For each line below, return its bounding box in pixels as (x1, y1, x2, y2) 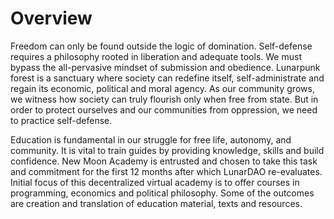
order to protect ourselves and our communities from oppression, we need (10, 103, 318, 116)
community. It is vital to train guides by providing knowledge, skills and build (10, 144, 325, 156)
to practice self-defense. (10, 114, 113, 126)
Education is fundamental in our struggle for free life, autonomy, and (10, 133, 292, 146)
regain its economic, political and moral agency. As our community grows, (10, 82, 315, 94)
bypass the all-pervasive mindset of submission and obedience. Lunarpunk (10, 61, 321, 73)
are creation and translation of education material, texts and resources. (10, 197, 303, 209)
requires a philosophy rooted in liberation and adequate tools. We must (10, 50, 302, 62)
